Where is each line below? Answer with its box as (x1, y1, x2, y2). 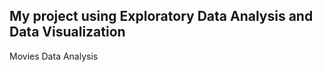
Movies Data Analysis (9, 50, 99, 62)
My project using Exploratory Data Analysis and (9, 8, 314, 25)
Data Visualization (9, 24, 126, 41)
